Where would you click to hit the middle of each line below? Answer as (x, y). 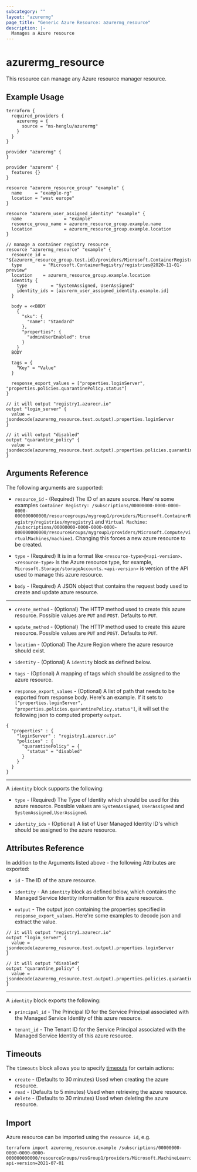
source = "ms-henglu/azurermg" (60, 126)
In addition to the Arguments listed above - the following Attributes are (91, 862)
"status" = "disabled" (55, 751)
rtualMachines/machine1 (44, 538)
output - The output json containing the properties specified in (90, 909)
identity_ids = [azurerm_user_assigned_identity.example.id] (93, 291)
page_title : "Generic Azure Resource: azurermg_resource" (78, 22)
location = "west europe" (43, 198)
